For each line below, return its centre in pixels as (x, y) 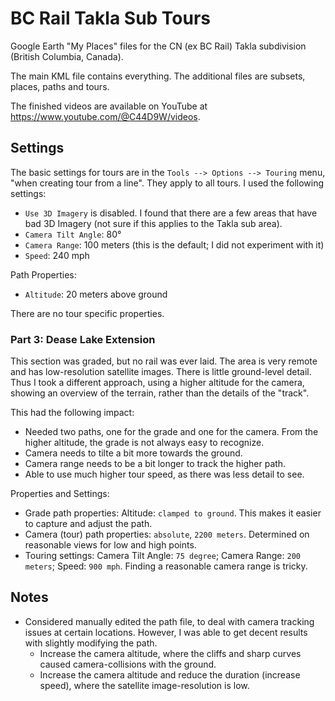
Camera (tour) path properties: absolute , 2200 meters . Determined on (167, 534)
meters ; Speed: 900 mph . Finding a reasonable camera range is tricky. (166, 566)
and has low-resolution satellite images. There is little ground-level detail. (161, 372)
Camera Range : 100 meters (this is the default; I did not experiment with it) (174, 244)
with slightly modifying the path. (91, 643)
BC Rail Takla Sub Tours (111, 18)
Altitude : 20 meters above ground (96, 294)
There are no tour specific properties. (87, 313)
